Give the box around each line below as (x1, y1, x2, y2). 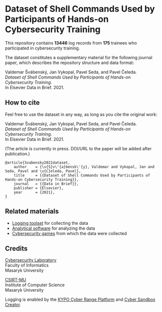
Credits (5, 244, 28, 252)
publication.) (5, 151, 30, 156)
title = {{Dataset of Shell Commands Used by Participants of (14, 173, 150, 178)
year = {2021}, (14, 190, 55, 195)
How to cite (5, 98, 40, 107)
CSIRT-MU (5, 277, 27, 283)
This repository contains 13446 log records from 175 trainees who (5, 40, 137, 46)
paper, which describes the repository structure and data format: (5, 60, 134, 65)
